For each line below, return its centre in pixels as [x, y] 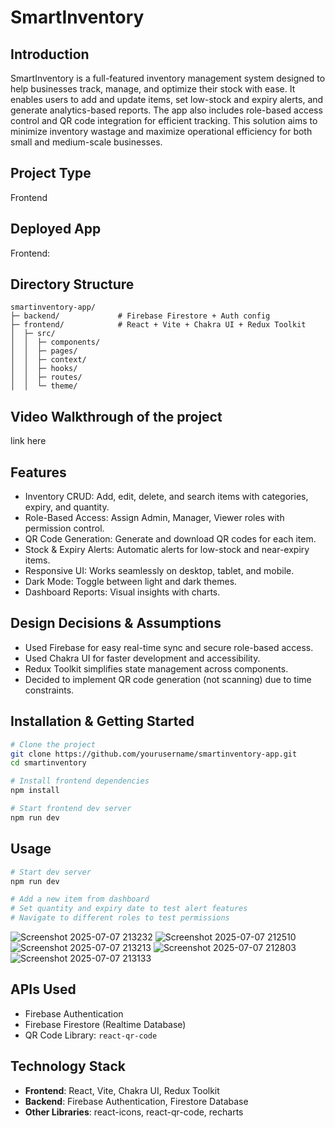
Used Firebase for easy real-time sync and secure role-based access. [169, 647]
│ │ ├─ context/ [48, 360]
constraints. [49, 690]
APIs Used [43, 989]
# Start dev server [51, 872]
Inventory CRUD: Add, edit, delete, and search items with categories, [166, 497]
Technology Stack [68, 1066]
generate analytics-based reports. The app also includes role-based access [166, 110]
